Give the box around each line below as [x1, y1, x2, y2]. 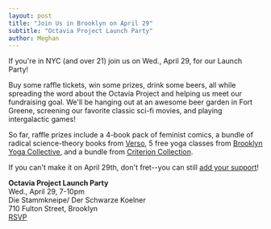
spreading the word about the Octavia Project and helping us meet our [8, 89, 242, 99]
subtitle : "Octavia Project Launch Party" [8, 27, 153, 35]
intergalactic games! [8, 114, 77, 125]
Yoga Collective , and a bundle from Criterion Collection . [8, 147, 194, 157]
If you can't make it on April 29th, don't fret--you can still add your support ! [8, 162, 260, 173]
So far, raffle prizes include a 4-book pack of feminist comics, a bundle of [8, 130, 254, 140]
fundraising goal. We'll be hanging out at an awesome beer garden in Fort [8, 97, 252, 107]
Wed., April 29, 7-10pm [8, 186, 85, 197]
